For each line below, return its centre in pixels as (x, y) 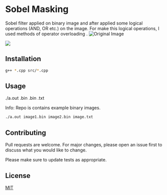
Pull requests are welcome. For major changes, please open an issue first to (84, 145)
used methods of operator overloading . (47, 34)
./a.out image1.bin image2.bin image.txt (49, 117)
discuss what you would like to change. (46, 150)
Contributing (26, 133)
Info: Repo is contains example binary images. (53, 108)
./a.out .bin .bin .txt (25, 98)
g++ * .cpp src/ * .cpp (27, 70)
